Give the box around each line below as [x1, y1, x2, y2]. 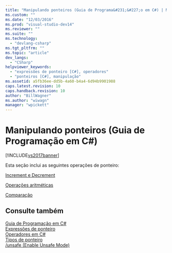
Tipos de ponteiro [5, 236, 43, 243]
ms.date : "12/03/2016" [5, 17, 54, 22]
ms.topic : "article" [5, 50, 50, 55]
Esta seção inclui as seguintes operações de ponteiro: [5, 162, 119, 169]
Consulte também [5, 206, 64, 215]
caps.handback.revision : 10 [5, 88, 66, 94]
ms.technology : [5, 36, 38, 41]
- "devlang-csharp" [10, 41, 52, 46]
